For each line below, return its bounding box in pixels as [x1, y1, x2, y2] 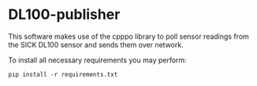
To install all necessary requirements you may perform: [8, 55, 187, 65]
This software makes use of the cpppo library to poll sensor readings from [8, 32, 250, 41]
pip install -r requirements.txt [8, 70, 118, 78]
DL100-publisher [8, 6, 121, 24]
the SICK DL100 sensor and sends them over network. [8, 39, 184, 49]
